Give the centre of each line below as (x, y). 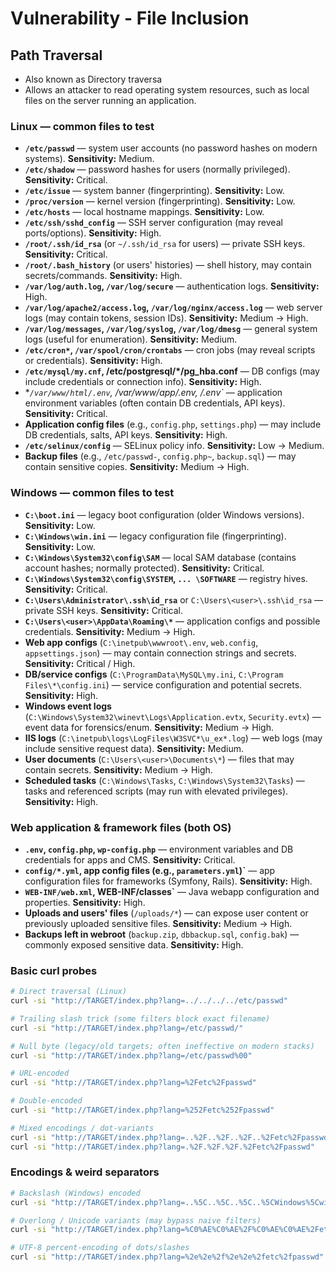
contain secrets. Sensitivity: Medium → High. (118, 769)
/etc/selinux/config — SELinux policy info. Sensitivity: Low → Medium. (174, 446)
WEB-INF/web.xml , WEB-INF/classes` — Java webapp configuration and (172, 891)
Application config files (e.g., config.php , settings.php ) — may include (173, 424)
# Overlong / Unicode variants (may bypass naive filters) (136, 1220)
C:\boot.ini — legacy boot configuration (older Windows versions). (164, 514)
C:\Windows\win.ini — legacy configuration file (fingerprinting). (155, 536)
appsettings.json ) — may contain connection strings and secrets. (160, 653)
